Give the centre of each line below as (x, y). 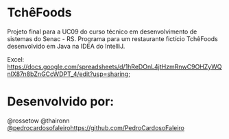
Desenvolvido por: (61, 102)
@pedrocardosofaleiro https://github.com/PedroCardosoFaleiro (96, 127)
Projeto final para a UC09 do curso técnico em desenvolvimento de (102, 31)
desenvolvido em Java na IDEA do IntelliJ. (66, 46)
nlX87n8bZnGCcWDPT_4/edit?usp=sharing (68, 74)
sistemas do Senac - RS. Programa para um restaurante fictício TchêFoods (112, 38)
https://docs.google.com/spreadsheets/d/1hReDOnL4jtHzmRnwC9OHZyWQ (114, 66)
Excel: (16, 59)
